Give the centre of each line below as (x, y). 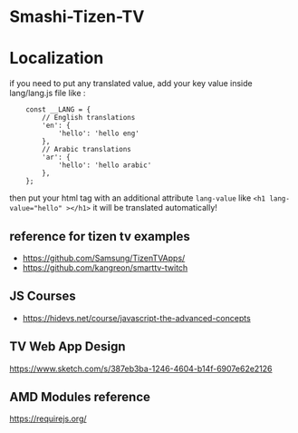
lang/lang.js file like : (48, 93)
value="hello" (36, 209)
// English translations (89, 118)
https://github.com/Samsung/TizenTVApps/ (104, 258)
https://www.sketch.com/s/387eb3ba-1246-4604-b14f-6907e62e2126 (141, 369)
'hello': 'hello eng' (99, 133)
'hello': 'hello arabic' (105, 165)
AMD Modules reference (80, 397)
